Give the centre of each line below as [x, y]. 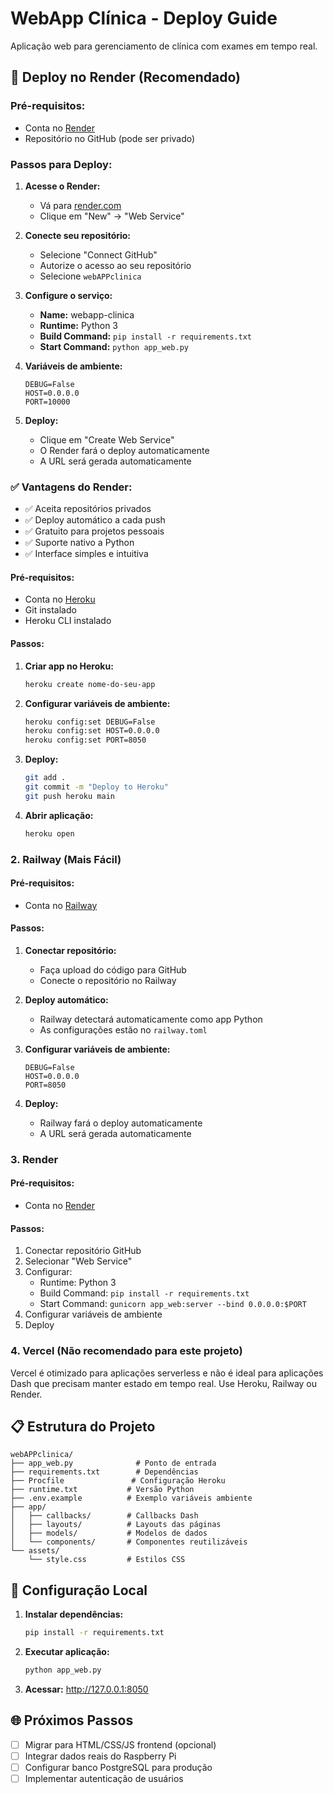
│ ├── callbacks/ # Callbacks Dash [104, 1516]
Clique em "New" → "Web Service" [112, 216]
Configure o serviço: [68, 295]
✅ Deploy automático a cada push [95, 520]
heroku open [49, 833]
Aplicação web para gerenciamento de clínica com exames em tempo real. [164, 46]
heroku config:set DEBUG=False [90, 722]
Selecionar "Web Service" [78, 1261]
